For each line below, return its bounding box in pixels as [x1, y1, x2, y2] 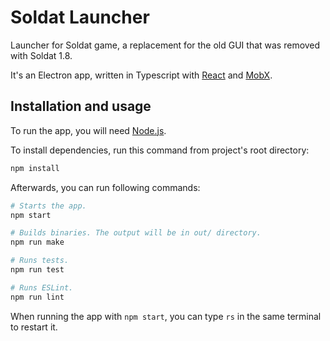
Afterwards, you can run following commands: [10, 181, 201, 193]
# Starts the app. [10, 201, 87, 211]
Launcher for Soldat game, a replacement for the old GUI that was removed [10, 39, 321, 51]
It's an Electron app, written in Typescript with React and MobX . [10, 69, 273, 81]
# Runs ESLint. [10, 282, 74, 293]
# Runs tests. [10, 256, 70, 266]
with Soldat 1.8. [10, 49, 73, 61]
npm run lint [10, 292, 65, 302]
